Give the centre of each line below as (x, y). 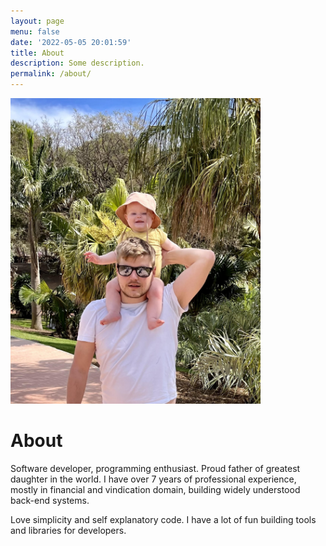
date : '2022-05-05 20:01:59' (71, 42)
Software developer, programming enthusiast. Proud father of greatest (155, 468)
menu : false (35, 31)
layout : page (37, 21)
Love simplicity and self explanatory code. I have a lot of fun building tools (163, 519)
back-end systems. (50, 500)
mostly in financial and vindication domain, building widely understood (155, 489)
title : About (37, 53)
